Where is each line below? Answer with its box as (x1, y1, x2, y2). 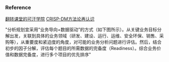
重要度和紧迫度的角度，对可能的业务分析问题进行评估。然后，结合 (25, 39, 162, 45)
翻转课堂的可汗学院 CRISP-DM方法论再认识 (5, 16, 95, 22)
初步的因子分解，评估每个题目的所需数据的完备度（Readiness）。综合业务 (5, 45, 157, 51)
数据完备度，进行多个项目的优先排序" (14, 51, 92, 57)
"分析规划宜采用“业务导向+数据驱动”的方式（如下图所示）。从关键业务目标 (5, 26, 157, 32)
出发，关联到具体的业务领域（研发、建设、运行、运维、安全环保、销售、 (9, 33, 159, 39)
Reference (5, 4, 31, 11)
